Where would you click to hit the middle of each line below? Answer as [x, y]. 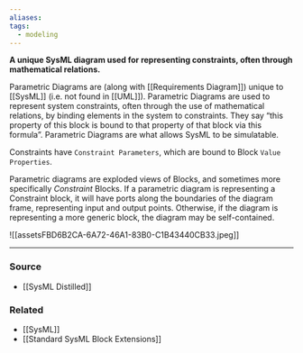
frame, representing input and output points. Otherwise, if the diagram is [144, 208]
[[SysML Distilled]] [57, 286]
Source [26, 267]
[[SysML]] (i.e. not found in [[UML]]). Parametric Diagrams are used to [140, 96]
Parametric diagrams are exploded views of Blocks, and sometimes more [145, 179]
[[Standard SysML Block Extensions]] [92, 339]
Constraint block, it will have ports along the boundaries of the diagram [141, 198]
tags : [19, 26]
